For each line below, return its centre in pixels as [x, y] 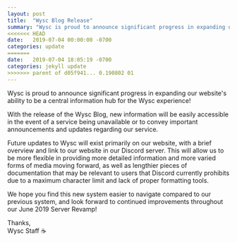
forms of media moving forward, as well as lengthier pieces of [97, 165]
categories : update [36, 47]
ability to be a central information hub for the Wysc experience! [99, 100]
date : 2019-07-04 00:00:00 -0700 [60, 40]
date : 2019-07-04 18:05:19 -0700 [60, 60]
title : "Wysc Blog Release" [50, 20]
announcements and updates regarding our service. [83, 129]
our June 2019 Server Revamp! [52, 209]
